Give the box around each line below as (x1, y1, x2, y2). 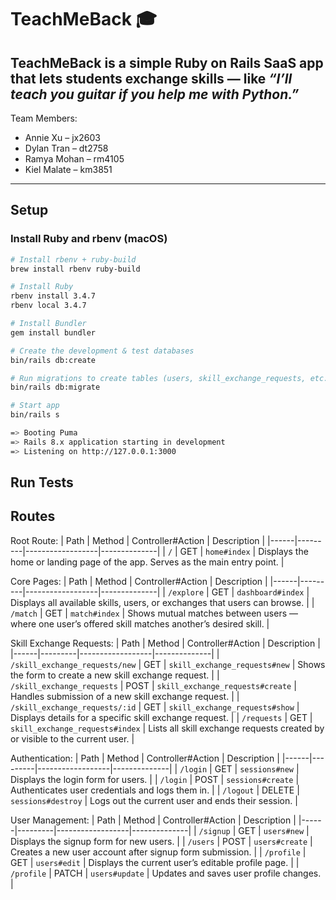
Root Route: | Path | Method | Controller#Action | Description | (10, 534, 266, 546)
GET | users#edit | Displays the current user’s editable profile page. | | (10, 856, 300, 868)
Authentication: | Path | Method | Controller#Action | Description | (10, 752, 280, 764)
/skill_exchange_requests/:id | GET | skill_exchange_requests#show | (10, 701, 300, 713)
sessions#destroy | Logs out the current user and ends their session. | (10, 794, 298, 806)
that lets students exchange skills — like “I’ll (10, 70, 293, 87)
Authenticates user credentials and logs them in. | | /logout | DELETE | (10, 784, 300, 796)
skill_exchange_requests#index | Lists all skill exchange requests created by (10, 722, 325, 734)
